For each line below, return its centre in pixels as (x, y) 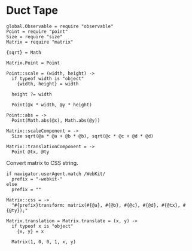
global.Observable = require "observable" (60, 26)
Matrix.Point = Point (33, 63)
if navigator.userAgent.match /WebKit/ (56, 174)
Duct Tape (32, 10)
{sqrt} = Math (24, 52)
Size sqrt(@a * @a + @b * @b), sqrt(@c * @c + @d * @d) (83, 136)
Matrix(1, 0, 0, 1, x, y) (44, 242)
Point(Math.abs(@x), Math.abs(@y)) (56, 120)
